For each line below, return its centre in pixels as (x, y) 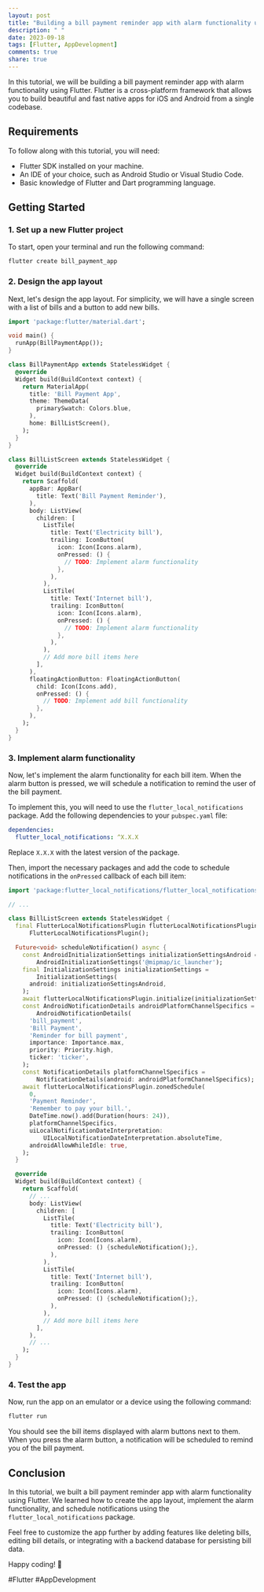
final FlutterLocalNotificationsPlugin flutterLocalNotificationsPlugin (137, 926)
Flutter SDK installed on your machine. (81, 165)
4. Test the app (37, 1385)
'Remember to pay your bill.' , (80, 1109)
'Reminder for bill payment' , (78, 1035)
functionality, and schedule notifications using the (89, 1509)
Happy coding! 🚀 (35, 1564)
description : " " (37, 30)
